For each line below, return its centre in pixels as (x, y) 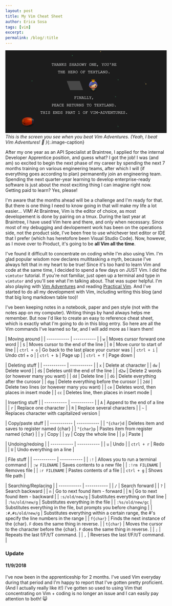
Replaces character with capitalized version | (53, 413)
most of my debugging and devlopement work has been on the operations (84, 227)
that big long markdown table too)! (42, 297)
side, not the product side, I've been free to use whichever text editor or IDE (85, 233)
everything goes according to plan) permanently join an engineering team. (84, 174)
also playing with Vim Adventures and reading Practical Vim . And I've (78, 286)
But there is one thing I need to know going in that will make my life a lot (81, 206)
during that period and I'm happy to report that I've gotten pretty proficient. (84, 582)
